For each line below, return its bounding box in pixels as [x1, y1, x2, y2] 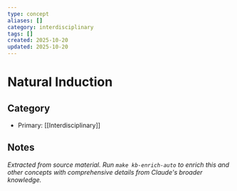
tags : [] [7, 30, 33, 38]
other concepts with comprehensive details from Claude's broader [7, 168, 203, 176]
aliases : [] [7, 17, 43, 24]
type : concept [7, 10, 50, 18]
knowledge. [7, 175, 42, 184]
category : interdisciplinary [7, 23, 94, 31]
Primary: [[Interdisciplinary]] [17, 121, 101, 129]
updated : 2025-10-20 [7, 43, 69, 50]
